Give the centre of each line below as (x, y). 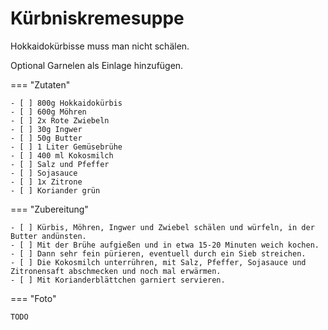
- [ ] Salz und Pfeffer (60, 164)
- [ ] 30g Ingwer (46, 129)
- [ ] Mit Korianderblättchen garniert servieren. (118, 280)
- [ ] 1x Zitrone (46, 182)
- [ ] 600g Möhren (48, 112)
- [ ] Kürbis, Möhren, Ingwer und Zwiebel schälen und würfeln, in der (162, 227)
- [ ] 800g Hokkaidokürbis (66, 103)
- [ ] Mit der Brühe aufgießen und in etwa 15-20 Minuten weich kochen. (165, 245)
